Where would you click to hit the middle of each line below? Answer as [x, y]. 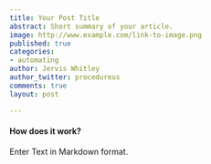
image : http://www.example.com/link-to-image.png [106, 35]
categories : [32, 52]
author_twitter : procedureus [65, 77]
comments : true [38, 86]
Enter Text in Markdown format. [69, 151]
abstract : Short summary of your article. [91, 26]
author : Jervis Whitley [55, 69]
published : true [40, 43]
